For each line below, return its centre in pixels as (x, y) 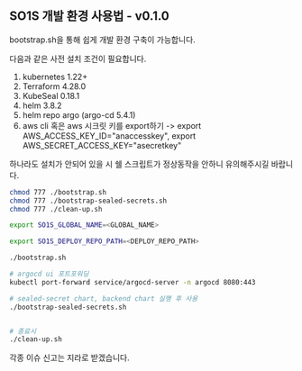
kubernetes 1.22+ (55, 77)
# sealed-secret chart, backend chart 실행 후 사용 (104, 299)
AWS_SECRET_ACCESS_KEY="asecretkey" (102, 145)
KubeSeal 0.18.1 (51, 95)
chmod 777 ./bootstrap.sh (58, 192)
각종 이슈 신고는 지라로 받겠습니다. (69, 357)
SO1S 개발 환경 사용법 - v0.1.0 (89, 16)
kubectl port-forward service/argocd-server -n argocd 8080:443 (133, 282)
